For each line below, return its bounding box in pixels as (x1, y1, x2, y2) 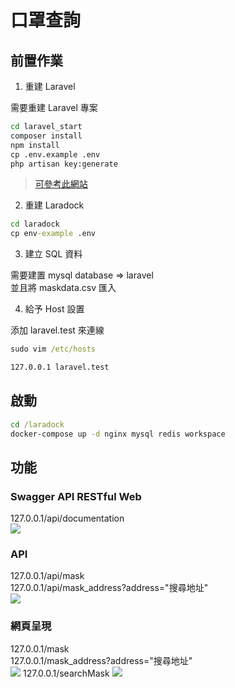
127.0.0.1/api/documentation (10, 512, 125, 525)
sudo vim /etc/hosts (10, 344, 97, 355)
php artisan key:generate (10, 159, 118, 169)
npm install (10, 140, 60, 150)
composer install (10, 131, 83, 141)
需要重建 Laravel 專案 (10, 102, 98, 113)
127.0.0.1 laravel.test (10, 362, 110, 372)
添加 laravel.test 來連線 (10, 324, 105, 336)
